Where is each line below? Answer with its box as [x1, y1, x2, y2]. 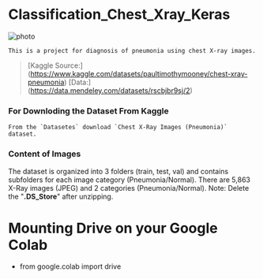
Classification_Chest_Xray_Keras [8, 6, 231, 24]
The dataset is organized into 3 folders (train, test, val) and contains [8, 166, 229, 176]
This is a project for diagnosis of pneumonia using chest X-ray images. [8, 46, 257, 54]
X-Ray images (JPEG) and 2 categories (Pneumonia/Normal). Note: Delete [8, 183, 250, 192]
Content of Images [8, 148, 81, 159]
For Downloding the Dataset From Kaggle [8, 105, 170, 116]
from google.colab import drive [19, 262, 122, 271]
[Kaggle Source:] [27, 61, 83, 70]
